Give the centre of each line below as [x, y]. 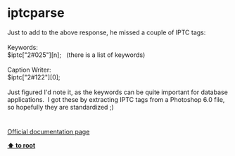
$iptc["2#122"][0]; [34, 77]
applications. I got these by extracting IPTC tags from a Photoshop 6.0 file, [116, 99]
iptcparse [36, 13]
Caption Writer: [29, 70]
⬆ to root [21, 145]
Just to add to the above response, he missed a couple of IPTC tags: [107, 32]
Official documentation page [49, 132]
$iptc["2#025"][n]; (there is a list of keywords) [76, 55]
